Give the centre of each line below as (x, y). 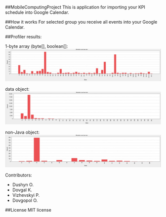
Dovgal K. (22, 190)
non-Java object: (22, 132)
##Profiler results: (23, 37)
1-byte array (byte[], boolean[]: (37, 46)
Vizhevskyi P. (26, 195)
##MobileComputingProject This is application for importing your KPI (75, 7)
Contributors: (19, 175)
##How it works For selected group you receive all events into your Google (81, 22)
